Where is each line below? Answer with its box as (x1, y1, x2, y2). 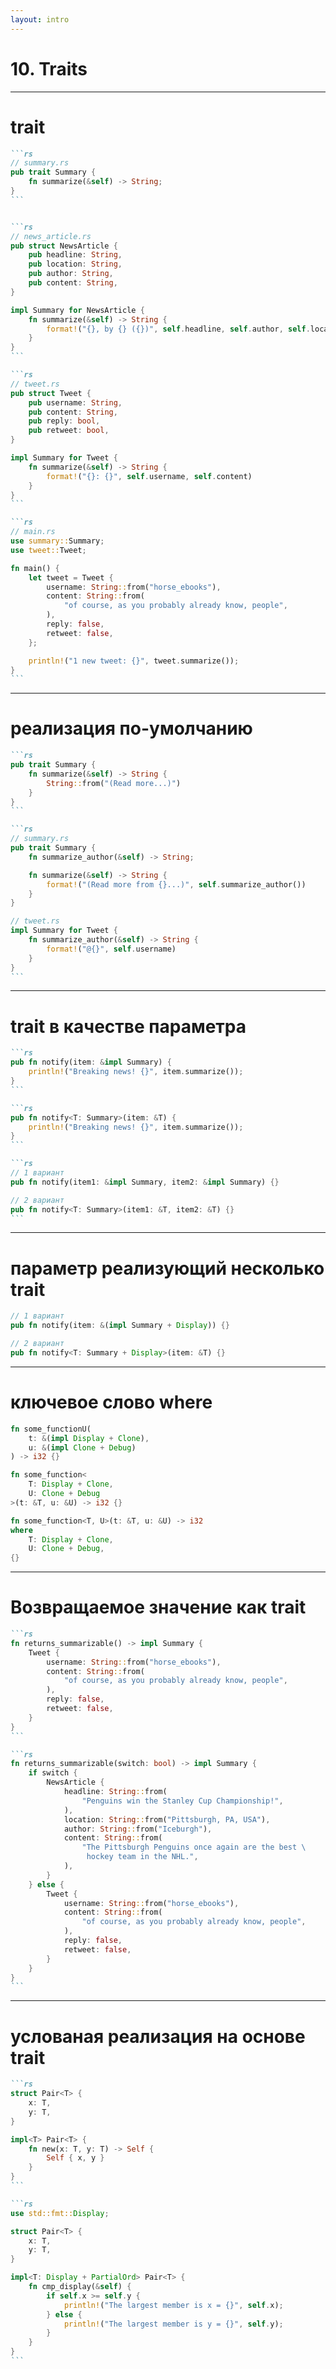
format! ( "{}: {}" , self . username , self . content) (46, 471, 253, 481)
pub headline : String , (28, 250, 123, 260)
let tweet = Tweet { (28, 572, 114, 583)
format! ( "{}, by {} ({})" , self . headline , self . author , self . (46, 324, 311, 334)
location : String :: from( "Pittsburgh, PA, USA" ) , (63, 1814, 271, 1825)
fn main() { (10, 563, 60, 573)
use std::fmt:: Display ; (10, 2208, 110, 2218)
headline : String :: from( (63, 1787, 168, 1797)
